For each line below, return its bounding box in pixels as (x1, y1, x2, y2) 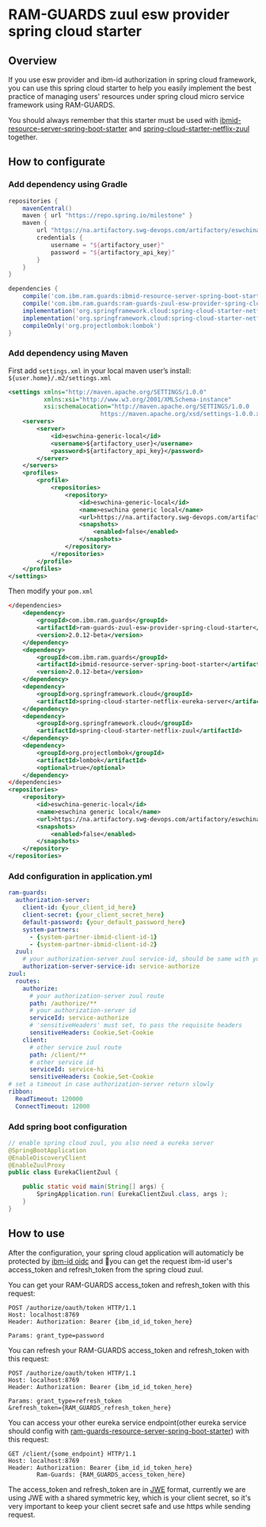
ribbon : (8, 1087, 34, 1096)
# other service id (28, 1058, 93, 1066)
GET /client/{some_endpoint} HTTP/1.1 (8, 1449, 136, 1458)
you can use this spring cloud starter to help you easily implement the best (8, 83, 252, 93)
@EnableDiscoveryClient (8, 1154, 87, 1162)
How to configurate (8, 155, 105, 169)
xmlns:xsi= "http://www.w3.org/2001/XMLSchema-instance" (43, 395, 232, 403)
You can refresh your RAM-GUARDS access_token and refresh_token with (8, 1345, 249, 1355)
